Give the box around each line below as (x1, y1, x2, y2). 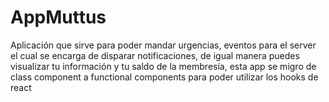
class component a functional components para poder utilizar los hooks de (10, 71, 319, 83)
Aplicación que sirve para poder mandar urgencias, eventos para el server (10, 39, 317, 51)
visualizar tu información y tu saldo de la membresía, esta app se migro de (10, 60, 317, 72)
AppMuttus (10, 6, 107, 29)
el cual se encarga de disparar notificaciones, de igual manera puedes (10, 49, 300, 61)
